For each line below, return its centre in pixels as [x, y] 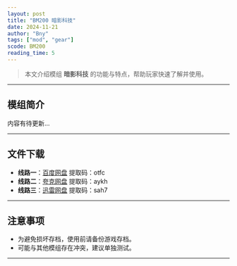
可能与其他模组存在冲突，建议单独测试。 [76, 248]
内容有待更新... [29, 123]
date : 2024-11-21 [33, 27]
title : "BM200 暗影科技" [42, 20]
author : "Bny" [28, 33]
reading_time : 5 [31, 53]
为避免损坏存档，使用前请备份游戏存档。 [76, 239]
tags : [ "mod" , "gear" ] [41, 40]
